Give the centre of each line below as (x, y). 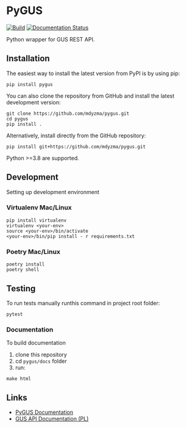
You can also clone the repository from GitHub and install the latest (91, 96)
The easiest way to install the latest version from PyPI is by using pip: (93, 73)
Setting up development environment (53, 192)
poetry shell (23, 270)
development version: (34, 102)
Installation (28, 59)
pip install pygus (30, 84)
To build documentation (36, 343)
